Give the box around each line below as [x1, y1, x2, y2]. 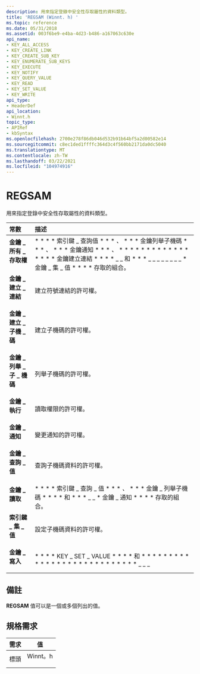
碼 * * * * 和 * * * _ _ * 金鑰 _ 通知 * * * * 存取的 [35, 493, 174, 501]
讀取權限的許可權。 [35, 405, 89, 413]
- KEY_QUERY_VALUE [6, 75, 52, 81]
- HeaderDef [6, 102, 36, 109]
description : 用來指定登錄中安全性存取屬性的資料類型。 [6, 8, 130, 15]
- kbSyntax [6, 130, 33, 137]
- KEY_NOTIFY [6, 70, 39, 76]
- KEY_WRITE [6, 92, 36, 98]
